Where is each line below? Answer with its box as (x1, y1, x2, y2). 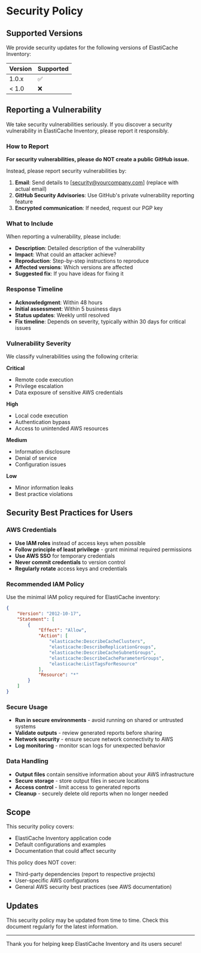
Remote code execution (14, 376, 74, 383)
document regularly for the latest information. (6, 923, 118, 930)
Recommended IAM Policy (6, 580, 85, 588)
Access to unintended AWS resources (14, 425, 109, 432)
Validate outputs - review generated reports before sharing (14, 729, 163, 736)
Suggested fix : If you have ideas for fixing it (14, 270, 124, 277)
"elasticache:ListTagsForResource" (48, 661, 138, 667)
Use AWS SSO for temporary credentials (14, 552, 115, 559)
